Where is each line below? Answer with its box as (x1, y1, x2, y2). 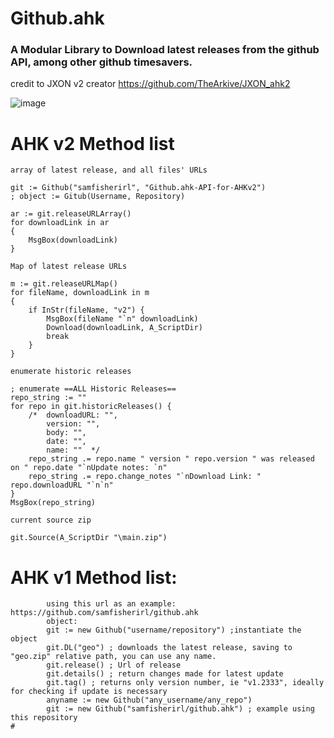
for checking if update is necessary (10, 687, 168, 697)
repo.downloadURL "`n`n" (10, 480, 114, 491)
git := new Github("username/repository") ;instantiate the (46, 625, 302, 636)
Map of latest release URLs (10, 262, 128, 272)
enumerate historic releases (10, 367, 132, 377)
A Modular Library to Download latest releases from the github (10, 43, 320, 57)
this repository (10, 713, 78, 723)
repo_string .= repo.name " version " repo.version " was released (28, 454, 315, 464)
